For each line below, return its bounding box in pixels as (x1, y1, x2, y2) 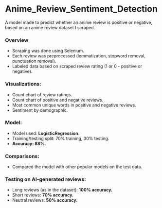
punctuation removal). (12, 58, 56, 64)
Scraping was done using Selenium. (12, 48, 84, 54)
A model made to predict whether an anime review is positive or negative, (5, 19, 153, 25)
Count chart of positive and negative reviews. (12, 97, 104, 103)
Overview (5, 36, 29, 43)
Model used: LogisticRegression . (12, 130, 80, 136)
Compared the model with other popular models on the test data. (12, 164, 143, 170)
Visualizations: (5, 81, 41, 87)
